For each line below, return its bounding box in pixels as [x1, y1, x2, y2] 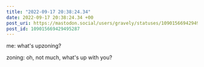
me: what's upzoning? [6, 42, 62, 49]
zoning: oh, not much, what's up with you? [6, 54, 112, 61]
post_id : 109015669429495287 [6, 25, 80, 32]
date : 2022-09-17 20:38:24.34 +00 [6, 14, 94, 21]
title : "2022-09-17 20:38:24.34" [6, 8, 91, 15]
